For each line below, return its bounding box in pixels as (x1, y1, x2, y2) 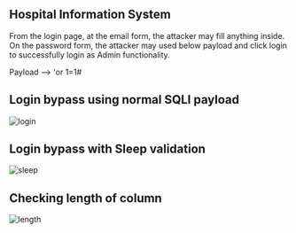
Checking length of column (9, 190, 162, 206)
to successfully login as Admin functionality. (9, 49, 170, 60)
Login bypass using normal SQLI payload (9, 92, 239, 107)
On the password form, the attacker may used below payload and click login (9, 40, 288, 50)
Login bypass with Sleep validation (9, 142, 206, 157)
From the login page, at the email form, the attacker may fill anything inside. (9, 30, 285, 41)
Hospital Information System (9, 7, 171, 22)
